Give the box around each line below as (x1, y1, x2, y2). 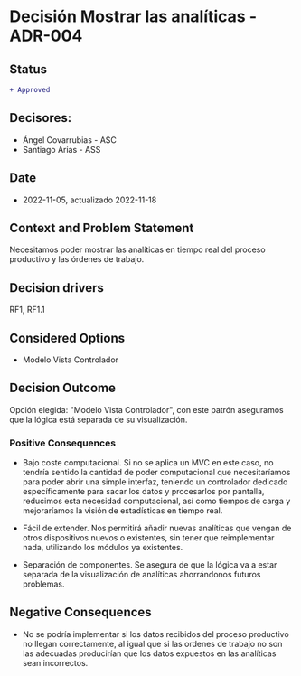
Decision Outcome (9, 380, 116, 396)
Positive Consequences (9, 437, 116, 449)
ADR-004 (9, 25, 83, 46)
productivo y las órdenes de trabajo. (9, 254, 145, 265)
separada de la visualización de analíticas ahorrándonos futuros (22, 569, 261, 580)
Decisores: (9, 110, 72, 126)
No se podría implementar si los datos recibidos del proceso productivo (22, 628, 289, 639)
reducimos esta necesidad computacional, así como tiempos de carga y (22, 495, 291, 507)
